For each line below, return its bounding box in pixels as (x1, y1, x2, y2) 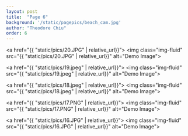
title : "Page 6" (6, 14, 48, 20)
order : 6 (6, 30, 27, 36)
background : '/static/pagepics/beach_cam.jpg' (6, 19, 121, 25)
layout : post (6, 8, 38, 15)
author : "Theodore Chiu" (6, 25, 67, 31)
